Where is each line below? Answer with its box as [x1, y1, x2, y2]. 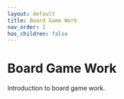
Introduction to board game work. [7, 84, 106, 93]
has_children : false [7, 30, 69, 37]
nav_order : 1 [7, 23, 46, 30]
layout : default [7, 10, 55, 18]
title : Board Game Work [7, 17, 78, 24]
